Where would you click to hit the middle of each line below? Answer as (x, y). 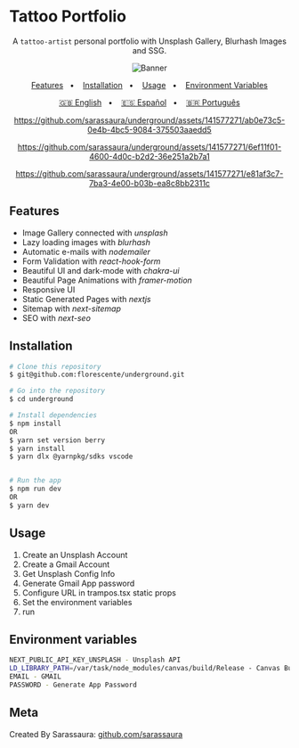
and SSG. (149, 50)
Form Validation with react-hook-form (91, 261)
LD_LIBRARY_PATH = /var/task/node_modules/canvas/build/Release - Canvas (145, 669)
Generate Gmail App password (78, 583)
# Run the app (36, 481)
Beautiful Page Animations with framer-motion (107, 280)
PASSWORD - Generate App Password (73, 685)
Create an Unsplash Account (75, 555)
